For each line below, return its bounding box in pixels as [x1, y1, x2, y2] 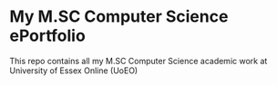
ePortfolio [9, 25, 87, 46]
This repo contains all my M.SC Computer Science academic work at [9, 55, 268, 66]
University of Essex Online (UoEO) [9, 65, 138, 76]
